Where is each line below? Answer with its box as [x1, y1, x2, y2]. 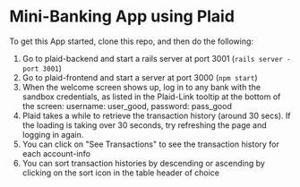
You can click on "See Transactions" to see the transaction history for [21, 139, 280, 149]
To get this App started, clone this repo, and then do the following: [9, 36, 253, 47]
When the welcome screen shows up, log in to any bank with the [21, 81, 261, 92]
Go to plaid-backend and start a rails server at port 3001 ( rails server [21, 53, 284, 64]
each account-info [21, 148, 91, 158]
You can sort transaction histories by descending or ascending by [21, 157, 266, 168]
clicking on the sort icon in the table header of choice [21, 167, 220, 178]
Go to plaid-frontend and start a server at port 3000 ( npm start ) [21, 72, 258, 82]
